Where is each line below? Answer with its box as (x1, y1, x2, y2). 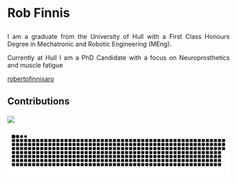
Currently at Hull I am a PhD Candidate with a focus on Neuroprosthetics (7, 54, 230, 62)
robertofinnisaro (7, 75, 54, 83)
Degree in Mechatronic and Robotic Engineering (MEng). (7, 40, 172, 49)
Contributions (7, 95, 70, 107)
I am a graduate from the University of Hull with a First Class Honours (7, 32, 230, 41)
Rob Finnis (7, 5, 71, 21)
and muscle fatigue (7, 61, 63, 70)
